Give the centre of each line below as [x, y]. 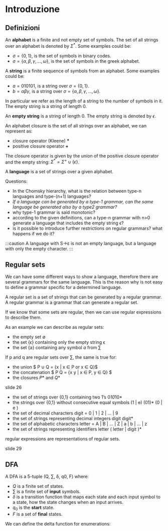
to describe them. [23, 318]
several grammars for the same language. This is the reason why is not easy [84, 282]
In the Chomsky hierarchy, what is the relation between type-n [77, 191]
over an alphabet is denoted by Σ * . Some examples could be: [68, 45]
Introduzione [33, 9]
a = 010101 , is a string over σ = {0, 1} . [51, 86]
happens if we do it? [33, 234]
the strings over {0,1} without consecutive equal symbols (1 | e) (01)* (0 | [87, 403]
